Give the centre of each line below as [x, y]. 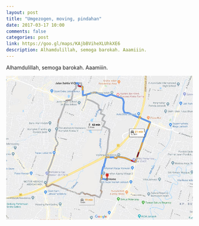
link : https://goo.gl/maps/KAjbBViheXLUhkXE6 [63, 44]
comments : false [26, 31]
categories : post [28, 38]
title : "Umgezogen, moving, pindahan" [54, 19]
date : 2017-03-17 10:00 [36, 25]
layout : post [22, 12]
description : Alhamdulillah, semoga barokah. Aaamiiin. [76, 50]
